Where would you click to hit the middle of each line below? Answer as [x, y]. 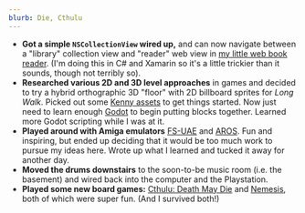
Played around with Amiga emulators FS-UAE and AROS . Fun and [147, 131]
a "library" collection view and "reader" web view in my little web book [154, 53]
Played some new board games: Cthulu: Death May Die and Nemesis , [154, 188]
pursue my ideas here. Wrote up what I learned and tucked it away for [153, 150]
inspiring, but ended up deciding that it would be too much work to [147, 140]
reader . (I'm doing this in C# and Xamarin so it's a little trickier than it [151, 63]
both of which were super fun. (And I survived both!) [121, 198]
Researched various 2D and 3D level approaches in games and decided [158, 82]
